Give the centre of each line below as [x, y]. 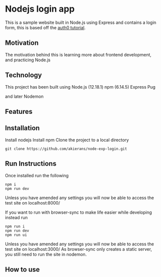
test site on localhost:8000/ [33, 203]
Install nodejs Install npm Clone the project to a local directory [67, 140]
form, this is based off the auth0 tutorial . [45, 27]
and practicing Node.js [28, 60]
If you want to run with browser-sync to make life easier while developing [79, 212]
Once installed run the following [37, 175]
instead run [16, 217]
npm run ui [16, 235]
